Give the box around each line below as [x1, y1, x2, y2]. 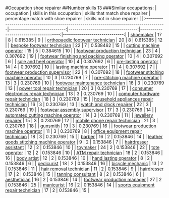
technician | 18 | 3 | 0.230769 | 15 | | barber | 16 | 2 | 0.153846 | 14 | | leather [5, 134, 163, 139]
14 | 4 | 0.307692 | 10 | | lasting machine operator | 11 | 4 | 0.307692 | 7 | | [5, 64, 158, 70]
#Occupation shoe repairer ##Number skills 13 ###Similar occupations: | [5, 5, 157, 11]
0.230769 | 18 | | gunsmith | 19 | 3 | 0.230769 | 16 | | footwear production [5, 123, 156, 129]
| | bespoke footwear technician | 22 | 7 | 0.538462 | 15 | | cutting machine [5, 42, 160, 48]
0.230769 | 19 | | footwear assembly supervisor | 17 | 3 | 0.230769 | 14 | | [5, 107, 157, 113]
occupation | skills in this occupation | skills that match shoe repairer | [5, 10, 150, 16]
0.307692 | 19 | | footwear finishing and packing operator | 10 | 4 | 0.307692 [5, 53, 163, 59]
